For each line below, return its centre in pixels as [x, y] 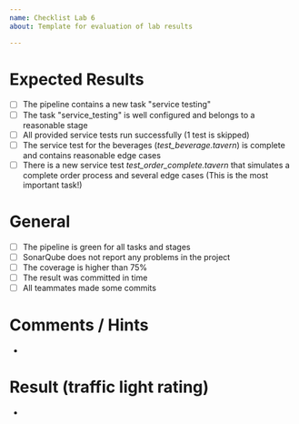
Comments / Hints [79, 325]
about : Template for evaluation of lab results [101, 26]
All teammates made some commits [90, 288]
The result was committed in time [85, 278]
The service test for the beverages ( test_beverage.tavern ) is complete [154, 145]
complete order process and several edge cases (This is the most [145, 175]
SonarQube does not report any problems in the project [126, 257]
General [40, 222]
